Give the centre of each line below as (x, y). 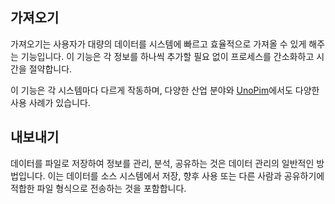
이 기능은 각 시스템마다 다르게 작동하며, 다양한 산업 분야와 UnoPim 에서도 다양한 (165, 90)
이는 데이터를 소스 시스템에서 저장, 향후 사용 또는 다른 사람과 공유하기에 (186, 175)
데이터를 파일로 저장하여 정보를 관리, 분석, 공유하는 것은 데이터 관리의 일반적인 (162, 163)
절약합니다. (50, 69)
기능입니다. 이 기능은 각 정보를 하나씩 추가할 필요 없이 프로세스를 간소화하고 (167, 56)
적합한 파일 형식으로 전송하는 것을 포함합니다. (98, 188)
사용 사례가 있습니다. (50, 102)
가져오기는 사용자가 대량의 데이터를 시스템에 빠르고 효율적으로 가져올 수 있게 (158, 44)
